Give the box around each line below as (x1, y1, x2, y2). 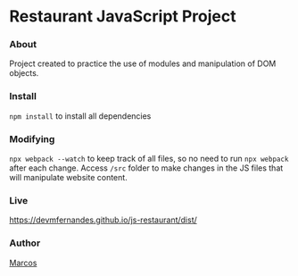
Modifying (9, 132, 55, 145)
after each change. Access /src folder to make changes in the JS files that (9, 163, 284, 173)
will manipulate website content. (9, 172, 128, 183)
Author (9, 237, 41, 249)
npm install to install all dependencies (9, 110, 152, 121)
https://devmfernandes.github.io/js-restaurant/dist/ (9, 214, 198, 225)
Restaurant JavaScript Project (9, 6, 236, 27)
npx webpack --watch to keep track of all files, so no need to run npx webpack (9, 154, 289, 164)
